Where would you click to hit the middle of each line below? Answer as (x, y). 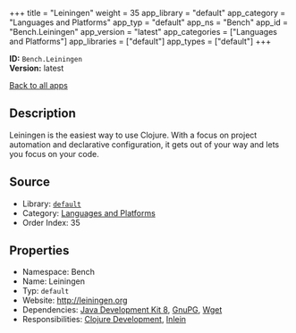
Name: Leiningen (54, 281)
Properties (39, 250)
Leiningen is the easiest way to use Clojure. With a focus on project (133, 135)
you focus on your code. (55, 154)
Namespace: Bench (59, 272)
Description (42, 114)
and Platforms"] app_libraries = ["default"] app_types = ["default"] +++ (140, 41)
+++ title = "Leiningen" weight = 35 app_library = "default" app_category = (148, 13)
